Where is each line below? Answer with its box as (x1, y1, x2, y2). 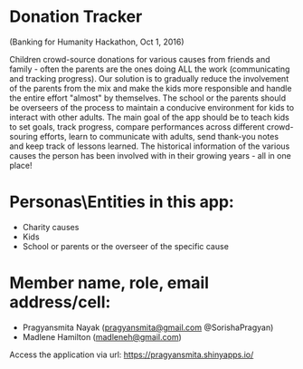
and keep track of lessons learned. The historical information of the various (9, 141, 290, 151)
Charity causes (22, 221, 80, 232)
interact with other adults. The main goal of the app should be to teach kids (9, 112, 289, 122)
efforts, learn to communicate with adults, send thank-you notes (39, 131, 279, 141)
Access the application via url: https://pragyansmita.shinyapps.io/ (9, 349, 254, 360)
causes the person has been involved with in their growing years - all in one (9, 150, 291, 160)
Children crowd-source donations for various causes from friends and (9, 53, 270, 64)
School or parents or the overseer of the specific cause (22, 240, 229, 251)
